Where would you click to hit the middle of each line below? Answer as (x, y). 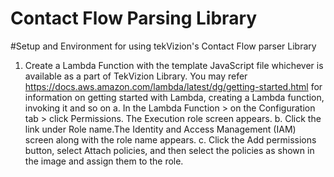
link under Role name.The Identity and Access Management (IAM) (160, 129)
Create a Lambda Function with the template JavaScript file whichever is (174, 65)
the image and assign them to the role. (104, 161)
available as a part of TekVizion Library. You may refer (136, 76)
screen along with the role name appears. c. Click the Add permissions (170, 139)
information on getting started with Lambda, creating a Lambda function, (174, 97)
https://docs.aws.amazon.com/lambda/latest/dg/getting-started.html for (173, 86)
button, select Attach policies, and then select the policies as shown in (169, 150)
